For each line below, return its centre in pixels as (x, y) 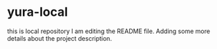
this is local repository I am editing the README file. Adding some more (109, 31)
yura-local (38, 12)
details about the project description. (60, 38)
